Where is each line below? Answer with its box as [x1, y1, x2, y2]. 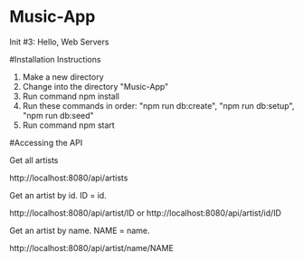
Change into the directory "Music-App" [22, 81, 169, 92]
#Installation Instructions [9, 53, 101, 64]
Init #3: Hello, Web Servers [9, 36, 109, 47]
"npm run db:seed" [22, 110, 95, 121]
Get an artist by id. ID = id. [9, 189, 107, 200]
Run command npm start [22, 120, 115, 131]
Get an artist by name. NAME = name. [9, 225, 151, 236]
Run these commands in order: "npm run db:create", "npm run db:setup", [22, 100, 295, 111]
